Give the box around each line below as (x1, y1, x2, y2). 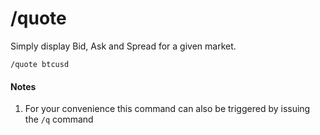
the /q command (24, 113, 94, 126)
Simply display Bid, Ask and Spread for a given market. (10, 40, 237, 52)
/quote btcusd (10, 59, 70, 69)
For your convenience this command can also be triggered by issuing (24, 103, 311, 115)
